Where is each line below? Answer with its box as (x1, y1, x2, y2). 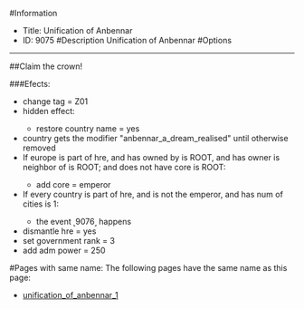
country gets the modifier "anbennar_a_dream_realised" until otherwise (22, 133, 289, 143)
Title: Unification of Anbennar (22, 25, 133, 35)
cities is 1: (22, 198, 60, 209)
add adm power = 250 (22, 245, 106, 256)
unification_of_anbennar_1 (22, 290, 119, 300)
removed (22, 142, 56, 153)
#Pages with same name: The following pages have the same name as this (9, 263, 288, 273)
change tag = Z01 (22, 96, 89, 107)
